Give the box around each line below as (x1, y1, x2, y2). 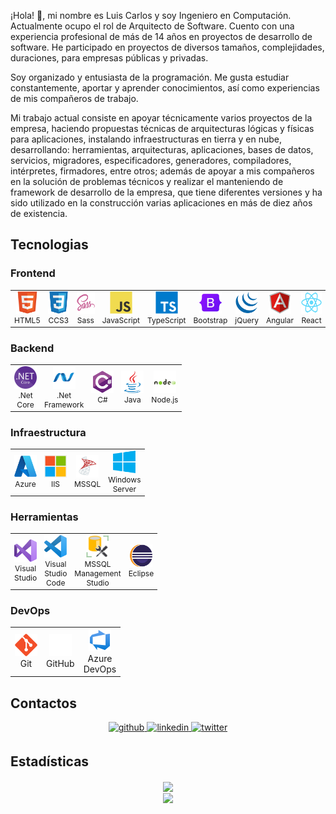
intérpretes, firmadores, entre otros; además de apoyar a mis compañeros (10, 165, 315, 177)
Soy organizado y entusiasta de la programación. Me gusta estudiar (10, 71, 290, 83)
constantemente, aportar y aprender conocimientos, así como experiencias (10, 82, 320, 94)
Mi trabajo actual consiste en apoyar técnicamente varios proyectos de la (10, 112, 313, 124)
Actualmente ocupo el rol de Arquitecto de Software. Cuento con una (10, 20, 295, 32)
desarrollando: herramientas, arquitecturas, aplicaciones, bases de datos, (10, 144, 314, 155)
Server (112, 483, 137, 494)
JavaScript (101, 315, 140, 326)
